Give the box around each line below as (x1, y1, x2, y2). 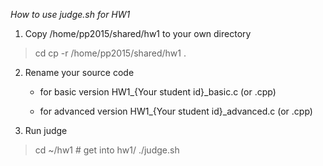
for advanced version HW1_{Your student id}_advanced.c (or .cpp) (39, 105, 313, 117)
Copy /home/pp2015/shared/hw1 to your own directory (24, 28, 252, 39)
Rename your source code (24, 67, 135, 78)
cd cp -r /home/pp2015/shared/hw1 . (34, 47, 187, 59)
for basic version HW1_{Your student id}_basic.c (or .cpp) (39, 86, 277, 98)
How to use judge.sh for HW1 (10, 9, 131, 20)
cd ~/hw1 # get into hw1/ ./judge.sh (34, 144, 180, 156)
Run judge (24, 125, 68, 136)
